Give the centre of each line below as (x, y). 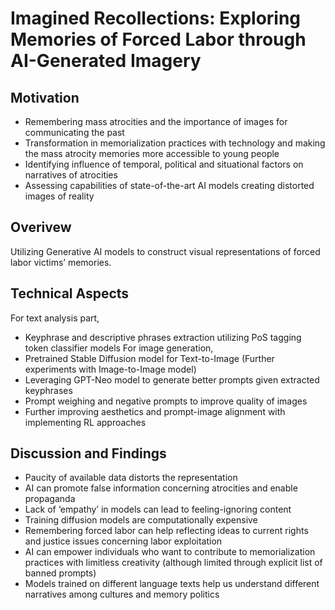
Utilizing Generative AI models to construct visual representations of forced (165, 251)
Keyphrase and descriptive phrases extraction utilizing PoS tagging (163, 337)
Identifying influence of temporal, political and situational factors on (164, 164)
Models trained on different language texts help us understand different (172, 584)
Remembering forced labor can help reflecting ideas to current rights (166, 531)
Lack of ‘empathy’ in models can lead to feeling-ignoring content (158, 509)
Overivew (41, 227)
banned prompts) (60, 573)
